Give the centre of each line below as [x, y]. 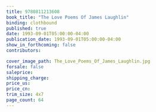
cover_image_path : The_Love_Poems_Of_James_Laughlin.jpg [78, 61]
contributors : [24, 51]
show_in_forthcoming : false [41, 45]
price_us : [18, 83]
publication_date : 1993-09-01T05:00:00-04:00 [63, 39]
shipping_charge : [28, 78]
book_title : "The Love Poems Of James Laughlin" [68, 17]
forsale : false [25, 67]
